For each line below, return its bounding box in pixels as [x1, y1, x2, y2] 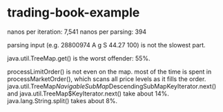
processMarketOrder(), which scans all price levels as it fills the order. [7, 74, 206, 83]
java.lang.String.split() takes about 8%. [7, 96, 118, 104]
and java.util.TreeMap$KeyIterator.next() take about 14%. [7, 89, 169, 98]
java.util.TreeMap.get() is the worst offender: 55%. [7, 54, 151, 63]
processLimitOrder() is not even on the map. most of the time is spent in [7, 67, 212, 76]
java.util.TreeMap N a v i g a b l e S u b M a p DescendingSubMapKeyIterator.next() [7, 82, 217, 90]
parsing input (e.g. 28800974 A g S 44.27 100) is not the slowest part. [7, 41, 206, 49]
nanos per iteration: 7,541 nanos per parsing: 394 [7, 27, 147, 36]
